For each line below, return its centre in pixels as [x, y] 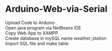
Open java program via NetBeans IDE [43, 27]
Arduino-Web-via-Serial [56, 9]
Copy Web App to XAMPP [32, 33]
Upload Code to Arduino [30, 23]
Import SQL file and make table [37, 43]
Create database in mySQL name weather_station [56, 38]
